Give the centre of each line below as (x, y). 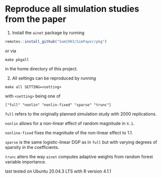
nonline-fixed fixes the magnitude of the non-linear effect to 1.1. (69, 132)
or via (11, 51)
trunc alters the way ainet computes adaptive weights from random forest (79, 157)
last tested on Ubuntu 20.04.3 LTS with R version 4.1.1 (58, 171)
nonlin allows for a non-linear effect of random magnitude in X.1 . (70, 123)
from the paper (36, 19)
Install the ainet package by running (48, 32)
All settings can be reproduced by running (54, 78)
